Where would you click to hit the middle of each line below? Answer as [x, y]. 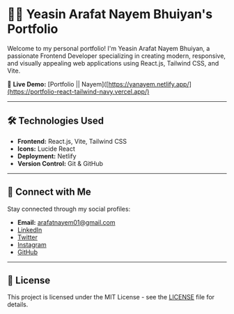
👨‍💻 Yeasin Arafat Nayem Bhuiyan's [110, 14]
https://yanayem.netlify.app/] [150, 84]
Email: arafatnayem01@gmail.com [66, 222]
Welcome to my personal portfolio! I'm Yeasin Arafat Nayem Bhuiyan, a [109, 48]
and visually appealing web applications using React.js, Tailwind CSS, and [113, 63]
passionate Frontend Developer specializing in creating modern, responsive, [117, 56]
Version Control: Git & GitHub [60, 163]
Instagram [32, 244]
